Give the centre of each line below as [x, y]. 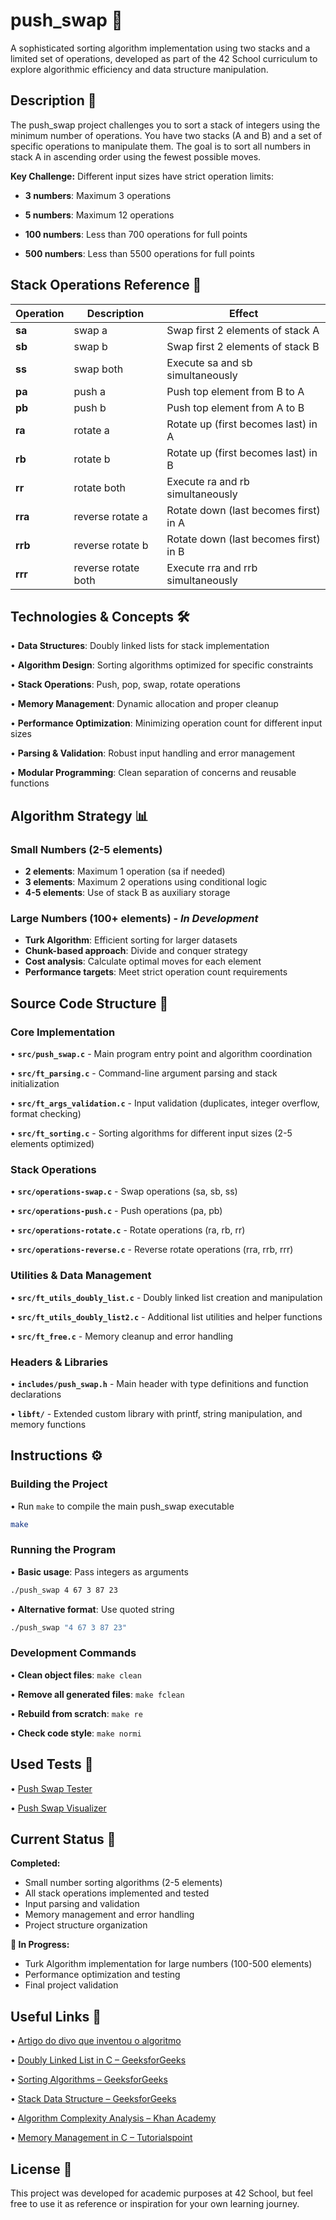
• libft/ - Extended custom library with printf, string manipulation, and [156, 1413]
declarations [36, 1394]
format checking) [46, 1114]
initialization [35, 1084]
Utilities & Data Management [81, 1276]
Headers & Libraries [59, 1362]
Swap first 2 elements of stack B [243, 346]
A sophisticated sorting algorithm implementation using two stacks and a [160, 48]
